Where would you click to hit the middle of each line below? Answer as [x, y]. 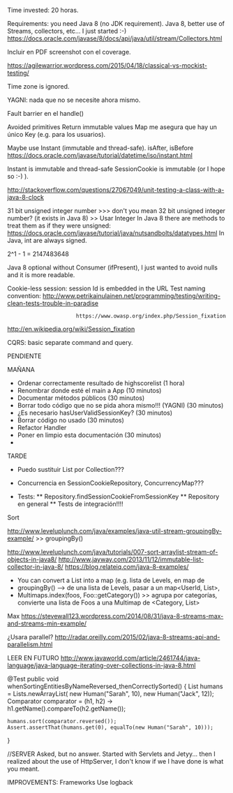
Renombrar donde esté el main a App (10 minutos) [89, 391]
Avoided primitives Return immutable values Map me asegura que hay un [112, 127]
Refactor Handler [42, 428]
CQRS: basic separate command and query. [70, 342]
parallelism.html [30, 644]
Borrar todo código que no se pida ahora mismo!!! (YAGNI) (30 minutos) [120, 405]
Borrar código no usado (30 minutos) [70, 420]
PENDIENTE [24, 356]
